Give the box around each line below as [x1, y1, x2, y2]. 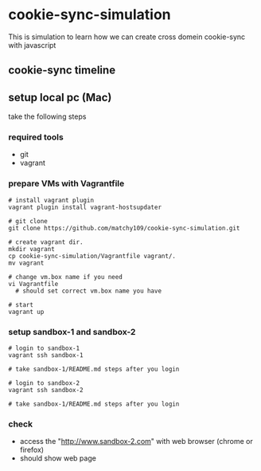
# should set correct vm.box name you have [15, 287, 162, 295]
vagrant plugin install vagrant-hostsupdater [8, 203, 162, 211]
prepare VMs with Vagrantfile [8, 178, 125, 189]
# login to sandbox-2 [8, 379, 80, 387]
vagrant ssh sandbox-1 [8, 351, 84, 359]
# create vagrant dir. [8, 237, 84, 246]
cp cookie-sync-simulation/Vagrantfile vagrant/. [8, 252, 177, 260]
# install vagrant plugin [8, 196, 94, 204]
